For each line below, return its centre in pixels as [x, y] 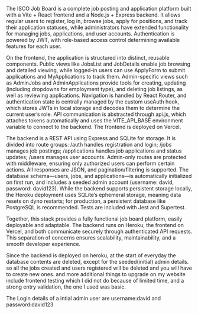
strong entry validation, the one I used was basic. [66, 287]
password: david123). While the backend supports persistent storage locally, [99, 188]
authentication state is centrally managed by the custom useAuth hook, [93, 102]
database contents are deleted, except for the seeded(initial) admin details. [98, 262]
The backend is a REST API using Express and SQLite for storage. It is [91, 138]
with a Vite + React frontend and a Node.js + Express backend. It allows [93, 15]
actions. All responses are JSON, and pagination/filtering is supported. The [98, 170]
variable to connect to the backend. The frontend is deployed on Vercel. [94, 127]
